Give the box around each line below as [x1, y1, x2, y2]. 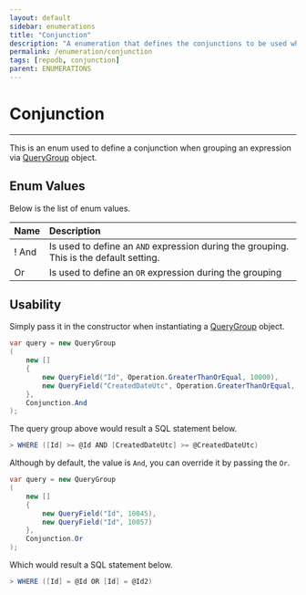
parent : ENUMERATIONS [9, 65, 92, 74]
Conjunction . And [25, 398, 88, 407]
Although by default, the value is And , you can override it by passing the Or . [9, 457, 291, 468]
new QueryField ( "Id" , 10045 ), [42, 508, 157, 518]
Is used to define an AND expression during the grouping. [48, 239, 290, 252]
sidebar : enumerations [9, 22, 96, 31]
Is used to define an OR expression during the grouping [48, 266, 282, 278]
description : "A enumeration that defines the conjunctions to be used [9, 38, 287, 48]
